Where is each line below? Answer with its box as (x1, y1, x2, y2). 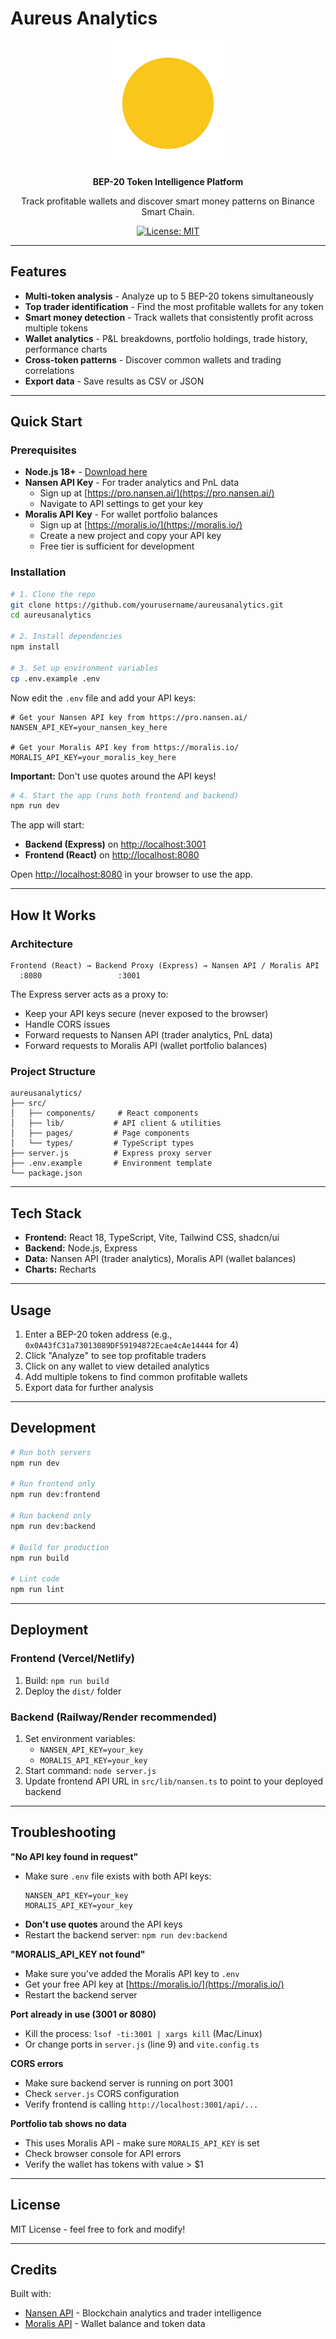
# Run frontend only (10, 1479, 97, 1489)
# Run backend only (10, 1511, 92, 1521)
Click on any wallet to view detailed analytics (24, 1360, 210, 1372)
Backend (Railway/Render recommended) (10, 1710, 218, 1724)
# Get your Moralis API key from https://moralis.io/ (10, 742, 240, 752)
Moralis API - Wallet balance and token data (24, 2318, 206, 2330)
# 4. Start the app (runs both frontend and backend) (10, 790, 240, 801)
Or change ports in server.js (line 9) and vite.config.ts (24, 2038, 260, 2050)
